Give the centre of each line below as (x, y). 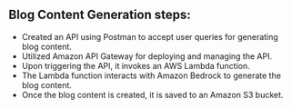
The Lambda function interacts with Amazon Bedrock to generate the (151, 75)
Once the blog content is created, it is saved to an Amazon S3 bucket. (152, 94)
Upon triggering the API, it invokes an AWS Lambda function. (136, 65)
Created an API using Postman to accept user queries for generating (150, 36)
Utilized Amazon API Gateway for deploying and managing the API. (147, 56)
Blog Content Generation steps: (100, 15)
